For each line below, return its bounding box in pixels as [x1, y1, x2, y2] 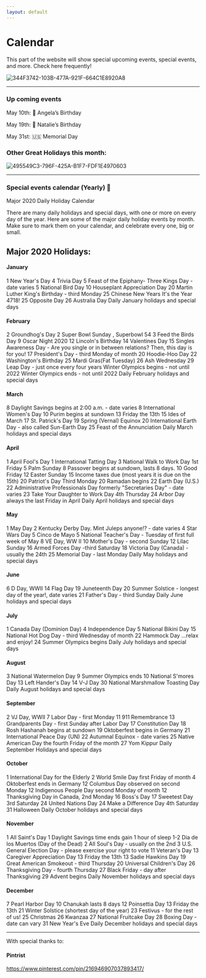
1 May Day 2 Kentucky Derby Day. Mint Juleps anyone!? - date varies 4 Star [6, 525, 197, 532]
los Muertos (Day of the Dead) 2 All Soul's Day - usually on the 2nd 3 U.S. [6, 840, 193, 847]
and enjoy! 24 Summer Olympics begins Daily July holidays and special [6, 639, 187, 646]
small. [6, 229, 21, 236]
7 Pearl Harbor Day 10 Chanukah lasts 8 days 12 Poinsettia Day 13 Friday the [6, 900, 199, 908]
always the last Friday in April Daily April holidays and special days [6, 497, 175, 504]
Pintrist [6, 951, 26, 959]
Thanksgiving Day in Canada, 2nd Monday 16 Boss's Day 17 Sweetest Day [6, 793, 193, 800]
